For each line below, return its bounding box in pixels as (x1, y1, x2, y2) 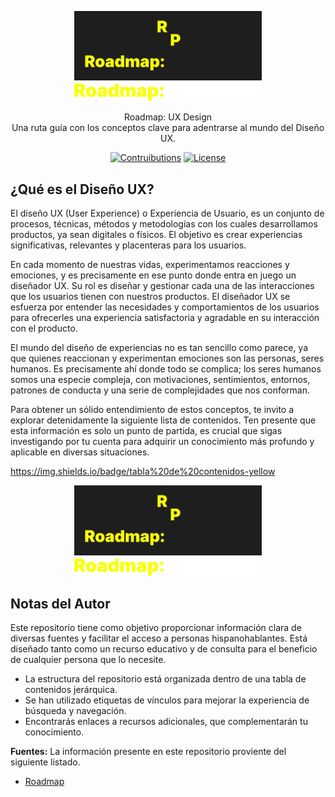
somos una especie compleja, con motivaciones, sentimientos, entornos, (10, 374, 311, 386)
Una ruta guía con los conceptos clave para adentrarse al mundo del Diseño (11, 122, 325, 134)
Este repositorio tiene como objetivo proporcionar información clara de (10, 622, 302, 634)
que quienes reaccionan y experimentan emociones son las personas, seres (10, 352, 325, 365)
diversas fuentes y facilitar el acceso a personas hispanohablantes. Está (10, 632, 308, 645)
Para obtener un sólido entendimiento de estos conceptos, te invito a (10, 404, 295, 416)
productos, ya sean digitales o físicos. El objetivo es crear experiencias (10, 229, 303, 241)
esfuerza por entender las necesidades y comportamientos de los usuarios (10, 301, 320, 313)
